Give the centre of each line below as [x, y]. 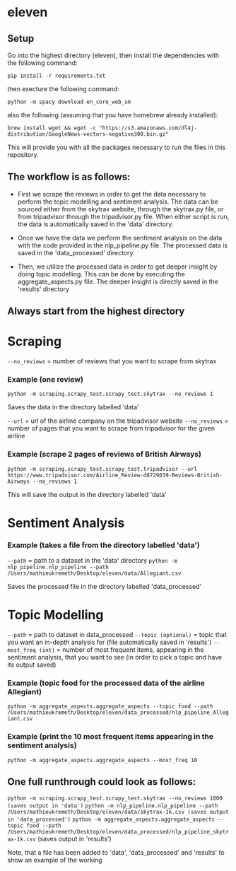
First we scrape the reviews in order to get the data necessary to [112, 194]
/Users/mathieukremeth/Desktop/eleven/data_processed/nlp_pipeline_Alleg [118, 713]
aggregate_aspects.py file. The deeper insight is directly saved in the [118, 281]
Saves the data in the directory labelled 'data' [73, 407]
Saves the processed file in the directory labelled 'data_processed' [105, 587]
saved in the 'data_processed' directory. [76, 252]
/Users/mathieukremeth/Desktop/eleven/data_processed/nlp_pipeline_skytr [118, 831]
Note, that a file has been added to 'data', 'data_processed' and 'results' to [116, 852]
